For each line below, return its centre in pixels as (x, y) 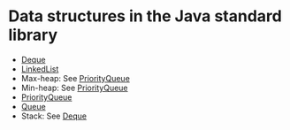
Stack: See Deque (54, 116)
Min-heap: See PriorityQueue (75, 88)
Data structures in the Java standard (145, 16)
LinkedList (40, 69)
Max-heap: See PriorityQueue (75, 78)
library (33, 35)
